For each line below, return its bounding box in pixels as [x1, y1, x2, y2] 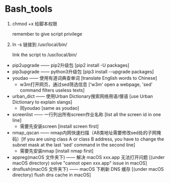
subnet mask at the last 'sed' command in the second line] [12, 142, 136, 148]
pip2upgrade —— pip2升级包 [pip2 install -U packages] [12, 62, 130, 68]
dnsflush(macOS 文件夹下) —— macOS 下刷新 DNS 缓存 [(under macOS [12, 166, 164, 172]
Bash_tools [5, 3, 53, 15]
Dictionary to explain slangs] [12, 99, 72, 105]
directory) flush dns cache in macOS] [12, 172, 91, 178]
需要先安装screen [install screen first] [19, 123, 99, 129]
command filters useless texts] [19, 87, 85, 93]
